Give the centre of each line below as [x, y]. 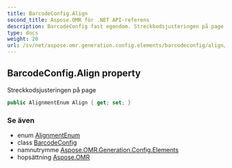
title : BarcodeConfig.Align [48, 13]
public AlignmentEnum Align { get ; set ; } [69, 103]
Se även [21, 120]
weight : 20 [23, 39]
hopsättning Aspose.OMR [54, 157]
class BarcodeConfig [47, 143]
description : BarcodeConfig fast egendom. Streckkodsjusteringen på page [116, 26]
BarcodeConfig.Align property [74, 73]
